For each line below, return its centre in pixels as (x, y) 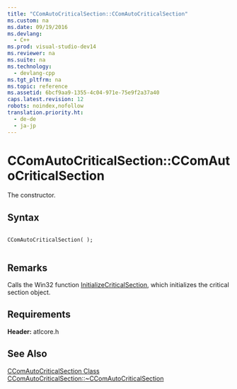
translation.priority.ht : (45, 112)
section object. (29, 292)
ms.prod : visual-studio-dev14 (52, 47)
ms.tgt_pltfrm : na (34, 80)
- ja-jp (25, 126)
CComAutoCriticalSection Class (54, 371)
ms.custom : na (28, 21)
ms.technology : (30, 66)
